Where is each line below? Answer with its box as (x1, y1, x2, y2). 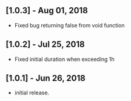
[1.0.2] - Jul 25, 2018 (5, 40, 86, 50)
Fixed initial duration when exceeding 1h (14, 55, 115, 63)
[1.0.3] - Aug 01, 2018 (5, 5, 89, 16)
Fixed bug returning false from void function (14, 21, 125, 29)
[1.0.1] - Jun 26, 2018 (5, 73, 86, 83)
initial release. (14, 89, 50, 97)
